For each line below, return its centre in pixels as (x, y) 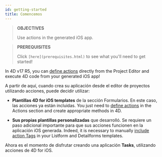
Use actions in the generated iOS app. (55, 38)
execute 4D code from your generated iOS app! (53, 76)
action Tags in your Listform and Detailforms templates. (68, 136)
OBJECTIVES (31, 28)
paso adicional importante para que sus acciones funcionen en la (78, 125)
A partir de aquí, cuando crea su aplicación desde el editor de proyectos (77, 85)
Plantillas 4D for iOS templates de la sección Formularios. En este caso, (84, 100)
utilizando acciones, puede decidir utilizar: (47, 91)
